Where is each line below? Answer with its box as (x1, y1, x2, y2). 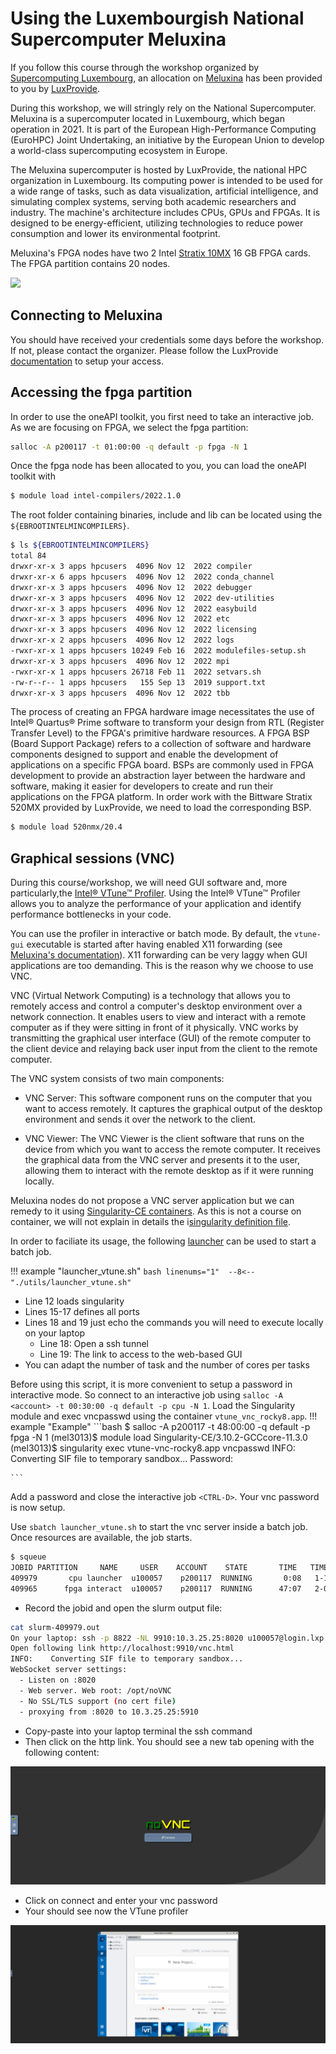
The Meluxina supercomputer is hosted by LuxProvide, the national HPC (10, 163, 308, 176)
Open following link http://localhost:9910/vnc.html (10, 1643, 235, 1654)
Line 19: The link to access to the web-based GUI (39, 1348, 243, 1361)
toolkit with (10, 470, 56, 482)
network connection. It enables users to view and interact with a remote (10, 1011, 307, 1023)
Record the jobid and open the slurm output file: (24, 1602, 223, 1614)
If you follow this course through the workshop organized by (10, 61, 260, 73)
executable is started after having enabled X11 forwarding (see (26, 938, 283, 951)
